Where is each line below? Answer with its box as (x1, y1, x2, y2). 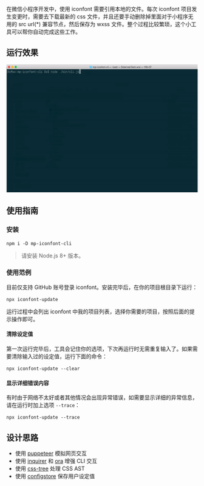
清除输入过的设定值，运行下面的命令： (11, 353, 107, 360)
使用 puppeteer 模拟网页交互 (15, 450, 87, 457)
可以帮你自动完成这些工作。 (11, 28, 81, 35)
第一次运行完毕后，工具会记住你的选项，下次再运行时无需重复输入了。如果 (6, 345, 192, 352)
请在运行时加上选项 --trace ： (6, 401, 81, 409)
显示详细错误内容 (6, 379, 49, 386)
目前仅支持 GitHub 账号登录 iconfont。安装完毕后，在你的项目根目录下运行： (6, 283, 198, 291)
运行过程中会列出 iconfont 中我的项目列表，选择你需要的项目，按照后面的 (6, 308, 189, 315)
